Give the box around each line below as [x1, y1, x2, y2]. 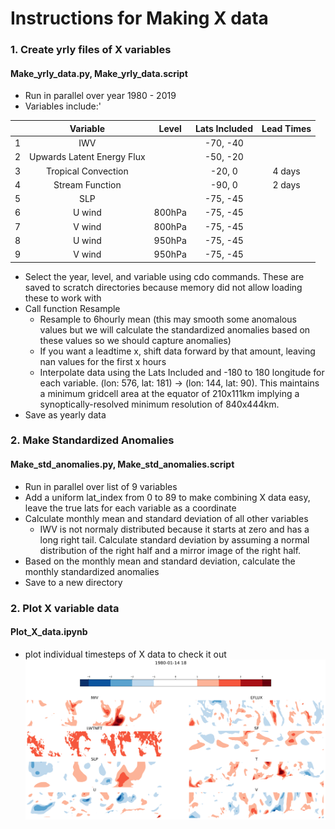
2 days [272, 178, 301, 191]
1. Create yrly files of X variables [10, 43, 172, 57]
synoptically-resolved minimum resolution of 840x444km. [39, 398, 280, 410]
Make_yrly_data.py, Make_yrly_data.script [10, 67, 188, 79]
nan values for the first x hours [39, 355, 167, 367]
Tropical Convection [45, 165, 129, 177]
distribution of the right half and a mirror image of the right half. [39, 544, 302, 556]
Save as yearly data [24, 408, 107, 421]
